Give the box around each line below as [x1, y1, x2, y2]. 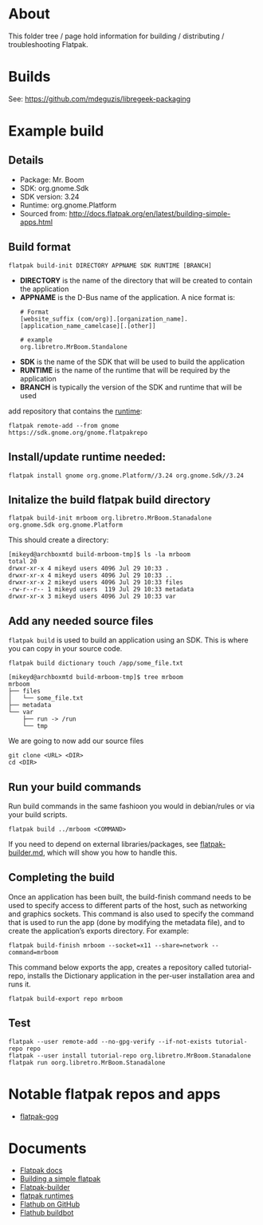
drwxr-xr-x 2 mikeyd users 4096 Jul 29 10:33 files [8, 579, 183, 587]
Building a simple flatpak [19, 1174, 101, 1184]
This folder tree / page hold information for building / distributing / [8, 31, 225, 41]
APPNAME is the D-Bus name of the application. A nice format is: [19, 292, 235, 302]
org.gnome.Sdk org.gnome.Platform [8, 521, 124, 529]
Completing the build [8, 871, 115, 884]
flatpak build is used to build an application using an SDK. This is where [8, 635, 249, 645]
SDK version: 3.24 [19, 192, 80, 201]
